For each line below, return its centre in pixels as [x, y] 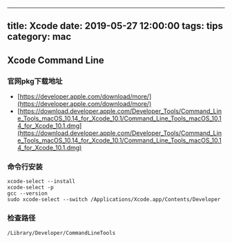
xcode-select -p [30, 188]
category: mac [39, 37]
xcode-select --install [41, 182]
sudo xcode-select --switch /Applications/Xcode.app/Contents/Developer [114, 200]
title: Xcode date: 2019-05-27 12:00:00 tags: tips [115, 26]
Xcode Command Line [56, 60]
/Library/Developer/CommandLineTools [61, 233]
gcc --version [28, 193]
